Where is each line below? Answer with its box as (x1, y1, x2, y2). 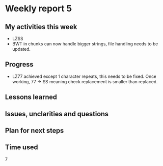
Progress (5, 60, 33, 69)
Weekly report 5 (5, 3, 72, 14)
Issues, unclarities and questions (5, 109, 109, 118)
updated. (12, 46, 31, 52)
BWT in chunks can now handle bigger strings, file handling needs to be (12, 41, 158, 47)
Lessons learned (5, 93, 57, 101)
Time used (5, 143, 38, 152)
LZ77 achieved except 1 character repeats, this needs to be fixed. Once (12, 73, 157, 79)
